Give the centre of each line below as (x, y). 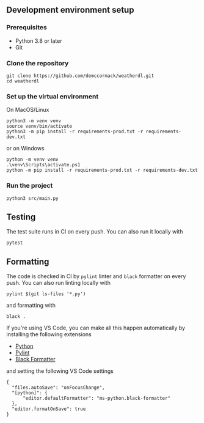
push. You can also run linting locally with (59, 283)
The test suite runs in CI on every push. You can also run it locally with (95, 232)
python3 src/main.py (33, 198)
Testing (21, 217)
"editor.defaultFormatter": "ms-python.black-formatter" (97, 399)
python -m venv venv (33, 160)
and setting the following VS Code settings (60, 371)
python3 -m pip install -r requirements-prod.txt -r (75, 132)
